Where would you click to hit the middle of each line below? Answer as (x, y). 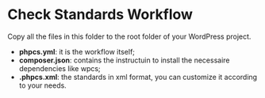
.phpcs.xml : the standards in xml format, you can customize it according (138, 77)
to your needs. (42, 85)
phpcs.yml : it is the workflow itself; (77, 51)
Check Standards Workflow (100, 15)
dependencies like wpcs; (60, 68)
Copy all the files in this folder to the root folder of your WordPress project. (129, 36)
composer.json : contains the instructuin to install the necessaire (125, 60)
